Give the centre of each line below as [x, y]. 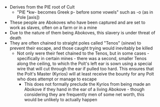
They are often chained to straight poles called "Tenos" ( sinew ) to [75, 43]
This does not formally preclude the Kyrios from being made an [87, 84]
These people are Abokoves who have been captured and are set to [77, 22]
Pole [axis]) [28, 17]
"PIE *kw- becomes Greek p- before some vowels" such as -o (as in [85, 12]
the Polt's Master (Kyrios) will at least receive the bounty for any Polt [85, 74]
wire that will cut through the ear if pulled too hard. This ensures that [85, 69]
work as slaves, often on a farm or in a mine [53, 28]
